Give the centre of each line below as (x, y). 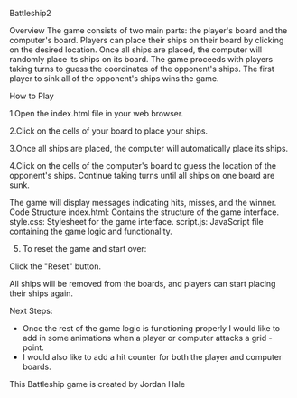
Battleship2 (30, 13)
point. (33, 347)
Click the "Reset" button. (56, 266)
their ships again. (42, 293)
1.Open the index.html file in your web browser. (97, 113)
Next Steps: (31, 311)
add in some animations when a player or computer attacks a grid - (147, 338)
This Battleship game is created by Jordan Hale (97, 384)
